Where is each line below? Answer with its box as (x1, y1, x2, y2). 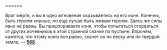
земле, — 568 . (5, 39, 36, 45)
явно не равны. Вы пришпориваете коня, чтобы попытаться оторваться (5, 23, 158, 29)
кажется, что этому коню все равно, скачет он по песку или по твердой (5, 33, 160, 39)
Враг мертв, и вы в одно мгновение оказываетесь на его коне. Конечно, (5, 12, 161, 18)
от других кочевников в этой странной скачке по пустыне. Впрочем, (5, 28, 152, 34)
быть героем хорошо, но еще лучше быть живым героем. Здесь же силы (5, 18, 162, 23)
